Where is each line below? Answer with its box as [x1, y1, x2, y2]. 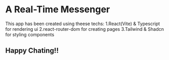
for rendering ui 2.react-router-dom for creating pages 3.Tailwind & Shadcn [5, 26, 164, 32]
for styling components [5, 31, 55, 37]
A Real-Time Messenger [5, 4, 110, 15]
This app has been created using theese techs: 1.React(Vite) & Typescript [5, 21, 160, 27]
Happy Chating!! [5, 46, 59, 55]
